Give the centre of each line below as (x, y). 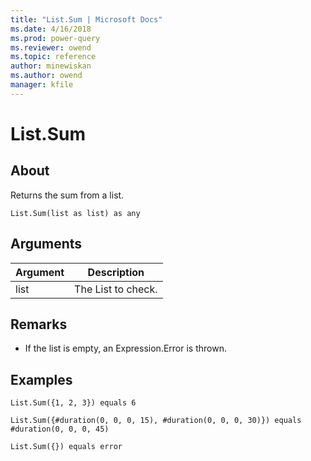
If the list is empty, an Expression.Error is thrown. (125, 348)
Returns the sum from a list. (67, 195)
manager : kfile (42, 85)
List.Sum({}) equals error (66, 447)
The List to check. (116, 289)
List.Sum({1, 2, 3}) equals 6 (73, 403)
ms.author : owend (46, 76)
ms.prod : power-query (55, 38)
